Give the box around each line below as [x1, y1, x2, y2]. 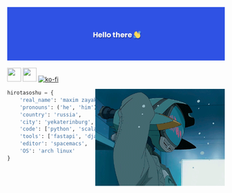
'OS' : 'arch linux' [19, 148, 76, 154]
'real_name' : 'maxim [19, 96, 79, 103]
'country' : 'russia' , [19, 111, 81, 118]
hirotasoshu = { [7, 90, 54, 96]
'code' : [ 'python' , [19, 125, 76, 133]
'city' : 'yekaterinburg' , [19, 119, 95, 125]
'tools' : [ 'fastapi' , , [19, 133, 113, 140]
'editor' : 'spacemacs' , [19, 141, 88, 148]
